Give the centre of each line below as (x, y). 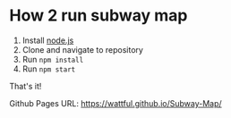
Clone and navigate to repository (82, 49)
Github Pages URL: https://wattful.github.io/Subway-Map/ (115, 103)
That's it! (26, 86)
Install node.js (48, 40)
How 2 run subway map (98, 16)
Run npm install (53, 59)
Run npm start (49, 69)
